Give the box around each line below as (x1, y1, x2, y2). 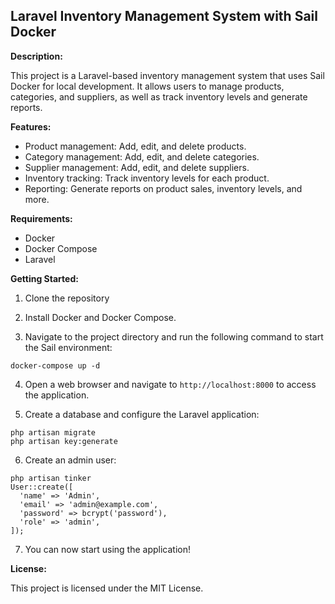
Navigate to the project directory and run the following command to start (24, 330, 324, 343)
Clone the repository (24, 292, 110, 304)
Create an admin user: (24, 454, 117, 466)
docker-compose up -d (10, 360, 101, 371)
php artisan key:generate (10, 436, 118, 446)
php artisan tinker (10, 473, 92, 483)
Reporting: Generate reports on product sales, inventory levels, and (24, 182, 303, 194)
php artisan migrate (10, 427, 97, 438)
